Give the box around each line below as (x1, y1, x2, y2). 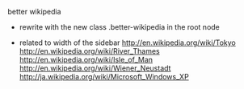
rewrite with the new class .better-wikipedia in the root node (19, 22, 220, 31)
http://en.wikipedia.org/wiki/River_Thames (19, 47, 160, 55)
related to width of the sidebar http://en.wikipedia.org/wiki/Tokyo (19, 38, 236, 47)
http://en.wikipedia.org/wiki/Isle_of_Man (19, 55, 154, 64)
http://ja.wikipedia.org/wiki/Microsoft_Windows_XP (19, 72, 189, 81)
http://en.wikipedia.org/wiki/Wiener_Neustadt (19, 63, 171, 73)
